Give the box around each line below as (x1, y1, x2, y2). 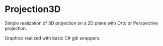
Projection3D (5, 3, 61, 15)
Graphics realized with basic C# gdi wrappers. (5, 35, 101, 41)
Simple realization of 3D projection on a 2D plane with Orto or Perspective (5, 20, 158, 26)
